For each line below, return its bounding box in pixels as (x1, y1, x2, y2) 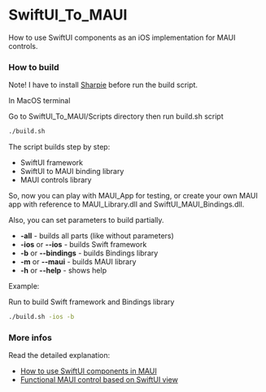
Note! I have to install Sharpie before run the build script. (8, 80, 198, 90)
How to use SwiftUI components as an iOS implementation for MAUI (8, 33, 236, 42)
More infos (8, 332, 53, 343)
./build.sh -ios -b (8, 313, 75, 321)
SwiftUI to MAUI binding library (20, 167, 124, 176)
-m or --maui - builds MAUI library (20, 257, 137, 267)
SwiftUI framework (20, 158, 84, 168)
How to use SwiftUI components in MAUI (20, 366, 157, 376)
